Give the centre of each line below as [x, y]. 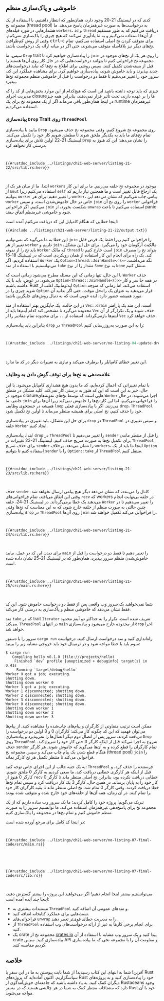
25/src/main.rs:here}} [28, 586]
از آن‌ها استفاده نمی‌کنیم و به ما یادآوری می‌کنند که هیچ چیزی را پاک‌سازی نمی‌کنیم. [79, 35]
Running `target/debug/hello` [47, 670]
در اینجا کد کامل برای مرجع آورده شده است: [46, 822]
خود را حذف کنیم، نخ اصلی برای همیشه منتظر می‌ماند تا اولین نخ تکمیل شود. [74, 411]
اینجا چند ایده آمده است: [27, 899]
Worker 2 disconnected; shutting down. [46, 696]
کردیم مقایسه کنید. [29, 945]
